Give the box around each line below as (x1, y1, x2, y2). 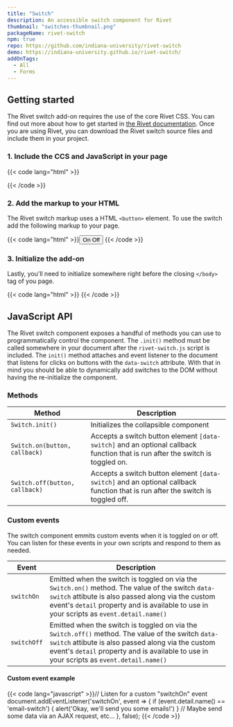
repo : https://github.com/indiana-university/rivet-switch (7, 42, 182, 49)
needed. (7, 546, 31, 554)
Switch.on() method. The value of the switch (49, 583, 196, 592)
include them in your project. (7, 135, 89, 143)
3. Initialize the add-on (7, 254, 85, 264)
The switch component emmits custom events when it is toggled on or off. (7, 531, 219, 540)
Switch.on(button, (10, 442, 71, 450)
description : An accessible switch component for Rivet (7, 17, 172, 24)
